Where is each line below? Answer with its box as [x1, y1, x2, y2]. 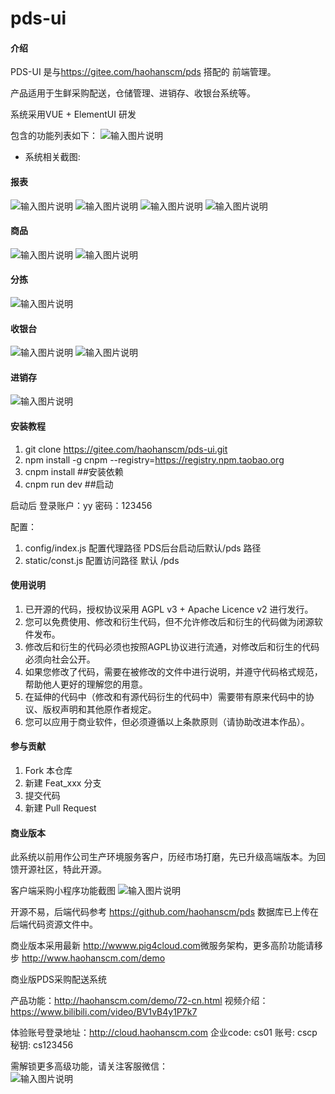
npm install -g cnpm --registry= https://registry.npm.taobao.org [24, 453, 285, 466]
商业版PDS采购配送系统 [10, 973, 108, 986]
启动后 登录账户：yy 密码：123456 [10, 499, 153, 511]
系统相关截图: [24, 151, 81, 163]
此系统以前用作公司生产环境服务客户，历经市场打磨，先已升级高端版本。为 [10, 851, 317, 863]
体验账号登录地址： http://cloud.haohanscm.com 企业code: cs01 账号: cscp [10, 1027, 318, 1039]
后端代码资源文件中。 [10, 918, 98, 931]
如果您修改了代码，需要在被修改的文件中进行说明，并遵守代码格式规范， [24, 665, 323, 677]
